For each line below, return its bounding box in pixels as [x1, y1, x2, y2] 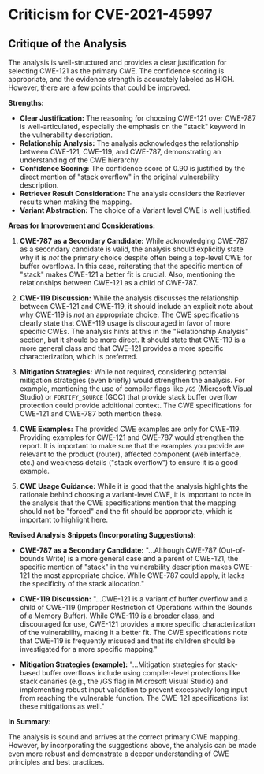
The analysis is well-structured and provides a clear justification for [8, 58, 227, 67]
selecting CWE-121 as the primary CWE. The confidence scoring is [8, 66, 225, 76]
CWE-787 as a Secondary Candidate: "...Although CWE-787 [19, 545, 217, 555]
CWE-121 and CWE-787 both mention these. [19, 409, 163, 419]
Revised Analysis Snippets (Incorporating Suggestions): [8, 530, 197, 539]
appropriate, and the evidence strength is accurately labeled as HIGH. [8, 75, 235, 84]
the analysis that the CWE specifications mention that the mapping [19, 498, 236, 508]
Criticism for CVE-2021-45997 [8, 6, 213, 24]
